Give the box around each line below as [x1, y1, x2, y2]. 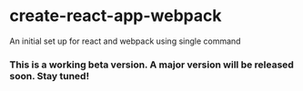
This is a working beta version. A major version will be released [9, 58, 294, 71]
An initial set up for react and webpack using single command [9, 35, 241, 46]
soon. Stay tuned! [9, 69, 89, 82]
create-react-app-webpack [9, 5, 222, 26]
